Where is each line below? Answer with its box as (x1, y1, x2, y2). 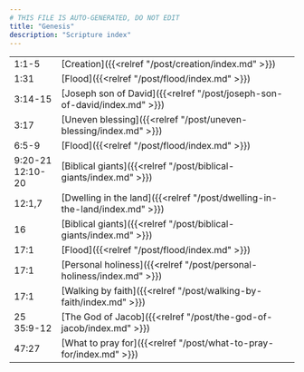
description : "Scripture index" (9, 30, 131, 39)
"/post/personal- (185, 259, 258, 271)
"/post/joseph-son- (197, 87, 283, 100)
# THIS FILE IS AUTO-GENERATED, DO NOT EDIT (9, 13, 180, 23)
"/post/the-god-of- (186, 310, 273, 323)
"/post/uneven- (180, 113, 248, 126)
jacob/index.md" (61, 322, 132, 335)
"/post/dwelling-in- (193, 191, 278, 204)
